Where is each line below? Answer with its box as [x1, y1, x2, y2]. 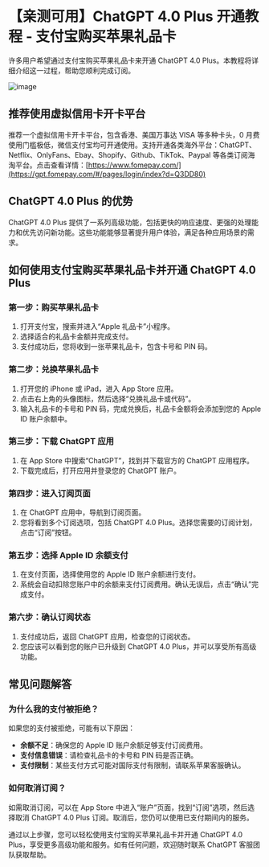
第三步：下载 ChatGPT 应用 [8, 436, 115, 447]
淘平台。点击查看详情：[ [8, 160, 89, 170]
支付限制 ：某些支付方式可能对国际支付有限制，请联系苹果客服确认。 [19, 761, 246, 770]
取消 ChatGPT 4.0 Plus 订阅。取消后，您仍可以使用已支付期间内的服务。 [14, 812, 255, 822]
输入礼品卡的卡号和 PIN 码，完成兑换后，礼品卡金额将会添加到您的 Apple [19, 404, 262, 413]
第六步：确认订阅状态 [8, 612, 91, 623]
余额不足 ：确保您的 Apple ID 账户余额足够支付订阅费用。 [19, 741, 207, 750]
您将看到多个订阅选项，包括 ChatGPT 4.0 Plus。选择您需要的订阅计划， [19, 518, 257, 528]
